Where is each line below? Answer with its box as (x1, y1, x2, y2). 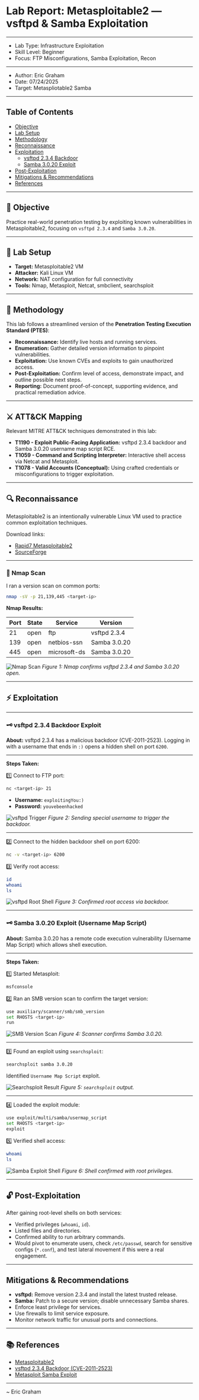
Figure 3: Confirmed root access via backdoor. (54, 898, 169, 905)
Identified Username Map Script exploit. (6, 1072, 101, 1079)
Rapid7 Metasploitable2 (14, 542, 73, 549)
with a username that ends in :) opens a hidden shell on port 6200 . (6, 743, 169, 750)
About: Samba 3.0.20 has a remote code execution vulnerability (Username (6, 934, 191, 942)
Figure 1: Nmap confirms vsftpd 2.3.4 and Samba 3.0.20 (41, 663, 179, 670)
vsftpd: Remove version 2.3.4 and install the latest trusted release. (14, 1291, 178, 1298)
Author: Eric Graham (14, 71, 65, 78)
